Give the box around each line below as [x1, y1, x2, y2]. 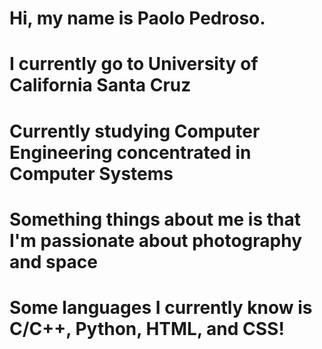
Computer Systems [9, 162, 174, 185]
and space [9, 250, 98, 273]
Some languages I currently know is [9, 296, 313, 319]
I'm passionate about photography [9, 229, 303, 252]
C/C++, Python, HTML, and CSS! [9, 317, 285, 340]
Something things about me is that [9, 208, 302, 231]
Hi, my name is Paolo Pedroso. [9, 7, 266, 30]
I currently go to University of [9, 53, 259, 76]
